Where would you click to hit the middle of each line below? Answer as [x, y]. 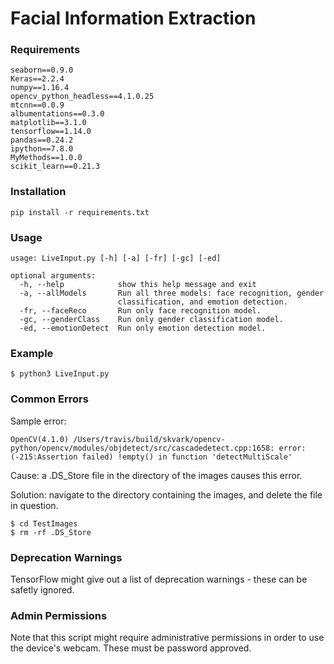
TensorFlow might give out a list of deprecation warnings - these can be [159, 579]
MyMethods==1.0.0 [46, 158]
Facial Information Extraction [133, 18]
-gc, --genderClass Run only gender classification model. [151, 320]
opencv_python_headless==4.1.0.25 [82, 97]
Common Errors [49, 399]
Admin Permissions [59, 615]
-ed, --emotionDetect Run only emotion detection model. [143, 328]
